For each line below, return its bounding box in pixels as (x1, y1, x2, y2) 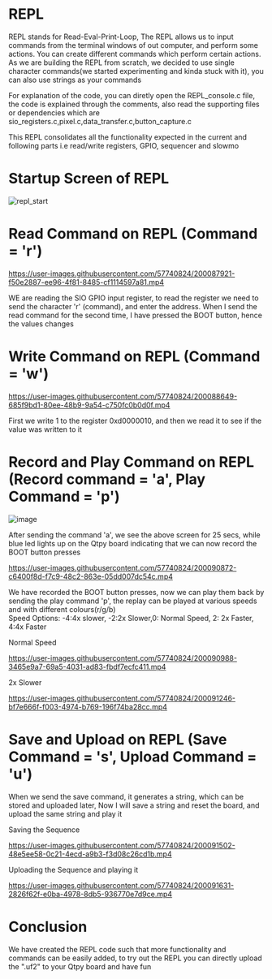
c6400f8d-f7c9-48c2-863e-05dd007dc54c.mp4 (8, 571, 173, 581)
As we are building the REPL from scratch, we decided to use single (8, 58, 235, 67)
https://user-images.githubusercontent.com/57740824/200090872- (8, 563, 237, 572)
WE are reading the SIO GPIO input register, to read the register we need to (8, 293, 259, 303)
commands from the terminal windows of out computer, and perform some (8, 40, 258, 50)
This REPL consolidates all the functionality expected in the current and (8, 132, 248, 142)
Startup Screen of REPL (8, 170, 170, 188)
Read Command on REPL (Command (8, 225, 258, 244)
